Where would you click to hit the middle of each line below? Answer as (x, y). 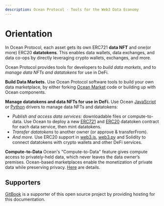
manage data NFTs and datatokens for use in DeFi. (57, 72)
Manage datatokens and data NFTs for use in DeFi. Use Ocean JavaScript (81, 102)
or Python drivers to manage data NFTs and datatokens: (62, 107)
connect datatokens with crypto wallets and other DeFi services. (77, 142)
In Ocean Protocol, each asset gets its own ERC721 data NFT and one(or (78, 47)
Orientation (29, 33)
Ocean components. (26, 92)
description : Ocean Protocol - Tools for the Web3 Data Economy (72, 10)
